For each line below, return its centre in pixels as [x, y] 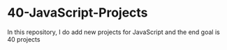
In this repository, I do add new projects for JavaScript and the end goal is [113, 32]
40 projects [24, 39]
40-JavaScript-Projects [78, 13]
